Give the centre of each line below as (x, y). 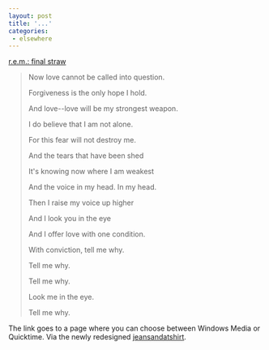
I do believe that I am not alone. (81, 124)
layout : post (30, 16)
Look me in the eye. (61, 297)
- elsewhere (32, 38)
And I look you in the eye (70, 219)
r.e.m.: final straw (37, 62)
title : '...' (30, 23)
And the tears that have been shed (86, 156)
